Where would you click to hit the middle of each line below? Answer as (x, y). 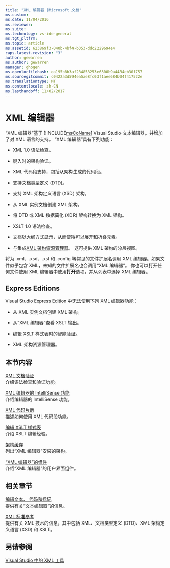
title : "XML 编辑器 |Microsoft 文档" (43, 10)
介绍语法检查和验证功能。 (32, 382)
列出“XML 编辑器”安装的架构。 (38, 451)
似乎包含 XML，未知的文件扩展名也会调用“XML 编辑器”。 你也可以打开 (83, 265)
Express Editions (32, 288)
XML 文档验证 (20, 376)
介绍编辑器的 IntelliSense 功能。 (39, 399)
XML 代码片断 (20, 410)
